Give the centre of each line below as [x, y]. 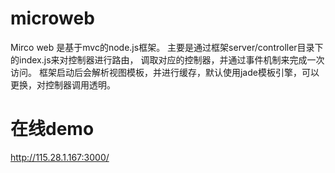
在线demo [52, 129]
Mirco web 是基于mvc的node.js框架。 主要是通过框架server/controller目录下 [167, 47]
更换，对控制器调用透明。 [63, 84]
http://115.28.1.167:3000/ [60, 157]
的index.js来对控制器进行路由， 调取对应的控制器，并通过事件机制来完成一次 [167, 59]
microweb [52, 18]
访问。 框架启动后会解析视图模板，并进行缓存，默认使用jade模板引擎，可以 [165, 72]
